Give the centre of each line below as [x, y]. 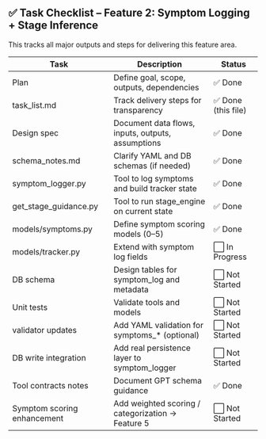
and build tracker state [156, 188]
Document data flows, [154, 123]
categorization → [145, 413]
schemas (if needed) [152, 166]
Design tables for [145, 269]
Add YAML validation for [159, 325]
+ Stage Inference [53, 26]
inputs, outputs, [142, 132]
